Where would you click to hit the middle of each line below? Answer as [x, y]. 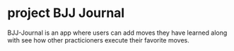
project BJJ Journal [66, 13]
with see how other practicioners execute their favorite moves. [98, 40]
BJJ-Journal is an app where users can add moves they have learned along [117, 33]
